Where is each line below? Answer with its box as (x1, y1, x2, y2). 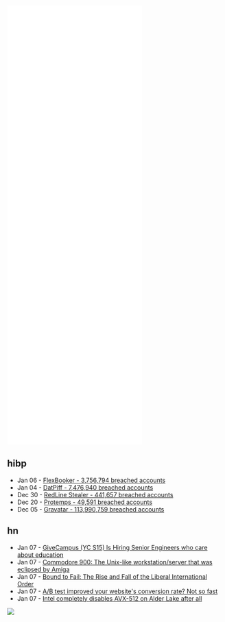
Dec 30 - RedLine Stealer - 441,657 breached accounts (16, 490, 174, 499)
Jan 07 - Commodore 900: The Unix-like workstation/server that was (16, 558, 213, 566)
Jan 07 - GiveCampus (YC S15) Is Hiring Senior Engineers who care (16, 543, 208, 551)
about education (16, 551, 64, 559)
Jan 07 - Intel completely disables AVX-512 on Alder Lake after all (16, 594, 202, 602)
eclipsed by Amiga (16, 565, 70, 573)
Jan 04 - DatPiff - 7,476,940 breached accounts (16, 483, 154, 492)
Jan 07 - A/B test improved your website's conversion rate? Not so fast (16, 587, 218, 595)
